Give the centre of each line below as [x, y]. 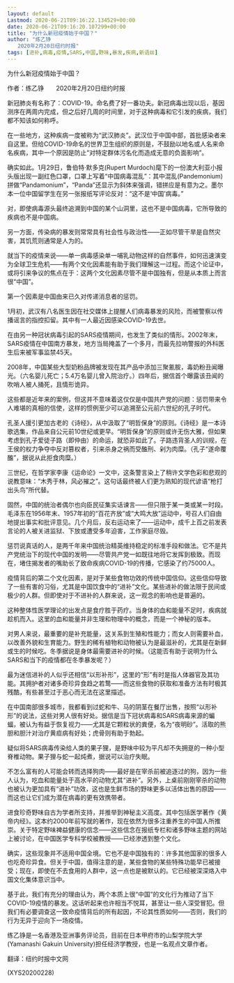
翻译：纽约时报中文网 [38, 959]
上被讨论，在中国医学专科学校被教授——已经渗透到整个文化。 [96, 838]
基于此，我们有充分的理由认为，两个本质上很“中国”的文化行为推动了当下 [111, 894]
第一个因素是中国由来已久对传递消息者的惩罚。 [74, 296]
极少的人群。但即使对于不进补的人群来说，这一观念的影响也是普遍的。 [108, 595]
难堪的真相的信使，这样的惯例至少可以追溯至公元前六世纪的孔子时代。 [114, 408]
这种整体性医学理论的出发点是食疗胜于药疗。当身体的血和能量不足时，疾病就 [117, 610]
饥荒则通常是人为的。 [56, 241]
